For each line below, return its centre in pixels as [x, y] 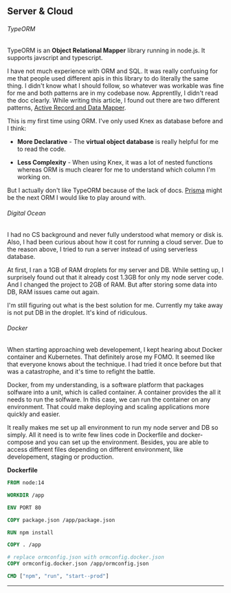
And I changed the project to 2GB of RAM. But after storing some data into [112, 284]
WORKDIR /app [26, 495]
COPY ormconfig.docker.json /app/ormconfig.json [78, 564]
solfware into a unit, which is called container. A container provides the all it [114, 392]
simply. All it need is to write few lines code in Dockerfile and [93, 435]
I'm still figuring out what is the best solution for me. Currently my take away [115, 305]
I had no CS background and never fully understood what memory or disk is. [115, 234]
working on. [34, 177]
